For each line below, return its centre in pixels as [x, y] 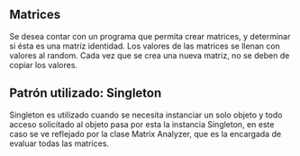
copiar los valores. [44, 65]
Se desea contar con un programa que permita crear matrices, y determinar [150, 36]
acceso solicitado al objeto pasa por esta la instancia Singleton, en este [142, 124]
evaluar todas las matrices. [59, 143]
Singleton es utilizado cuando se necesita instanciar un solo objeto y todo [146, 115]
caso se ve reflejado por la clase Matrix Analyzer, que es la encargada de [145, 134]
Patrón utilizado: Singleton [86, 93]
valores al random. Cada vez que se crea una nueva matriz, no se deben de [150, 55]
